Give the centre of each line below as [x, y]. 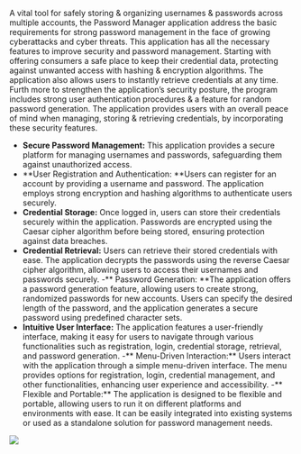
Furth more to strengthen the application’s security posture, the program [143, 90]
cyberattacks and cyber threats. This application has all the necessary [140, 41]
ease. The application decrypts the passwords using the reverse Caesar [156, 260]
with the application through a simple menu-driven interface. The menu [155, 365]
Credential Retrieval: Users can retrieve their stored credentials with [150, 250]
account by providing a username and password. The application [143, 183]
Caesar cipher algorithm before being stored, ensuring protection [144, 232]
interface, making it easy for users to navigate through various [138, 336]
